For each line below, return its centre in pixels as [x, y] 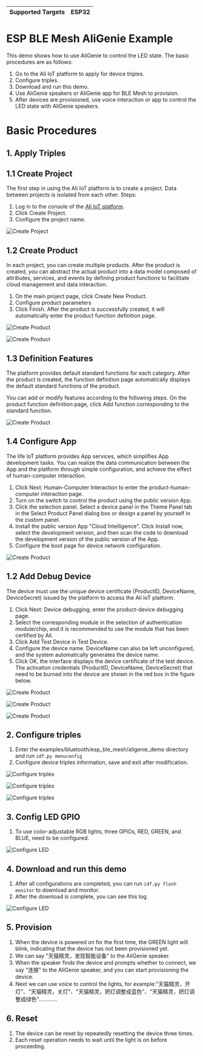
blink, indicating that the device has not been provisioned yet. [92, 948]
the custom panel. [38, 519]
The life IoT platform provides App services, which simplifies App [88, 456]
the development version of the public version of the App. [87, 539]
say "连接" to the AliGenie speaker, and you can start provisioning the [102, 970]
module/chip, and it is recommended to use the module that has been [102, 628]
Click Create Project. [41, 213]
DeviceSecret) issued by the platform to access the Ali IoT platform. [91, 597]
